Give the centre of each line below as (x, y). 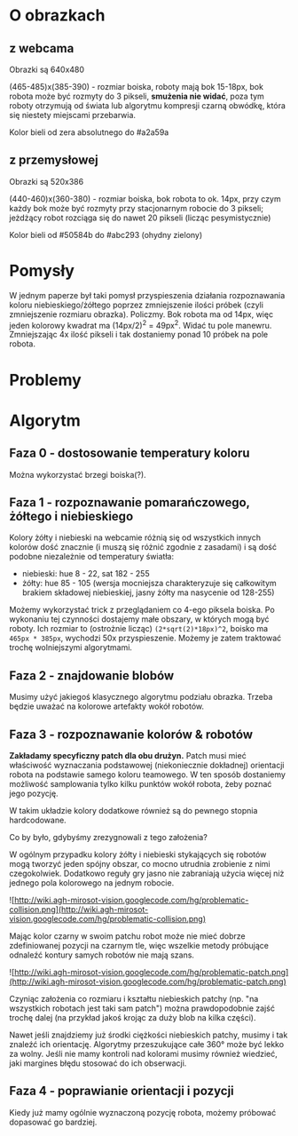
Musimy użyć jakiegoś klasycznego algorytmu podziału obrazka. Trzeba (141, 697)
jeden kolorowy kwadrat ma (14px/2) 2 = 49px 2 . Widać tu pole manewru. (141, 324)
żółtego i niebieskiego (71, 516)
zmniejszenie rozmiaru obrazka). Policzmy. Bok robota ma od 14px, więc (141, 314)
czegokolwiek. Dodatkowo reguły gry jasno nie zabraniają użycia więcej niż (147, 874)
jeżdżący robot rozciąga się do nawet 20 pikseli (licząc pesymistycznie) (140, 218)
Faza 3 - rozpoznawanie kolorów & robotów (131, 734)
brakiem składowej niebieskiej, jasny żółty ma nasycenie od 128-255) (148, 592)
